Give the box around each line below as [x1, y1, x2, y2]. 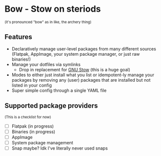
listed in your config [11, 82, 52, 88]
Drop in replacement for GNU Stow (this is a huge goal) [19, 67, 131, 72]
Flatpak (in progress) [11, 123, 54, 129]
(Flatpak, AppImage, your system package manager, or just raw [11, 51, 140, 57]
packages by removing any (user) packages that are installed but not [11, 77, 151, 83]
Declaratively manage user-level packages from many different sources [11, 45, 156, 52]
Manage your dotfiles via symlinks [11, 61, 81, 67]
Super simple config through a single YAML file [11, 87, 107, 93]
